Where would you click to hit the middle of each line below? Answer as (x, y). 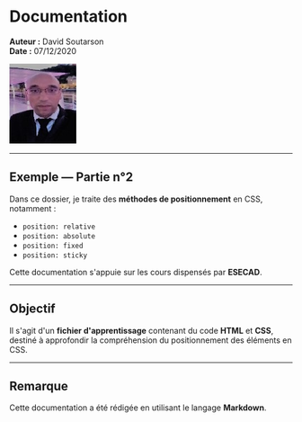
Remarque (39, 386)
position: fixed (53, 246)
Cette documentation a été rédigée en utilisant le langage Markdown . (138, 408)
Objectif (32, 309)
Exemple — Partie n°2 (71, 177)
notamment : (33, 208)
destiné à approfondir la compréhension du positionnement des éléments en (151, 340)
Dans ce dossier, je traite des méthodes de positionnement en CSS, (136, 199)
